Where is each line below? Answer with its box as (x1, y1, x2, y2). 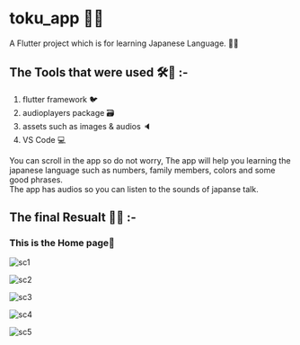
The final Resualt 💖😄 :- (9, 210, 137, 226)
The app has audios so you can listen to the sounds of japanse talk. (9, 183, 259, 194)
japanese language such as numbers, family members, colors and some (9, 164, 276, 175)
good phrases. (9, 174, 63, 185)
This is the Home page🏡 (9, 237, 115, 250)
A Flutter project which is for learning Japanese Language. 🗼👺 (9, 38, 240, 49)
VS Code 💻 (22, 134, 66, 145)
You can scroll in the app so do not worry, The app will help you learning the (9, 155, 291, 165)
